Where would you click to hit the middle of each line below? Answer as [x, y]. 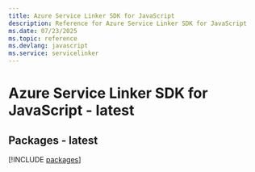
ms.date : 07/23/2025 [43, 31]
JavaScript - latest [71, 111]
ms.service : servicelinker [54, 53]
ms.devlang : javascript [48, 46]
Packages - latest [53, 140]
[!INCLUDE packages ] [45, 159]
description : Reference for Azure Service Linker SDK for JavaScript [128, 23]
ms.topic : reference [43, 38]
